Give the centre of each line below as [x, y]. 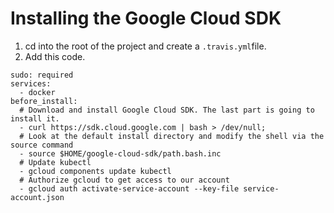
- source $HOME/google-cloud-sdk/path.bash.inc [120, 153]
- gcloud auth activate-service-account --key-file [129, 188]
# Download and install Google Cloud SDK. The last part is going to [167, 110]
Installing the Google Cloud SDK [146, 18]
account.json [37, 197]
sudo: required [42, 75]
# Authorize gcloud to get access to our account [124, 180]
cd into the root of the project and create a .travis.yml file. [145, 46]
